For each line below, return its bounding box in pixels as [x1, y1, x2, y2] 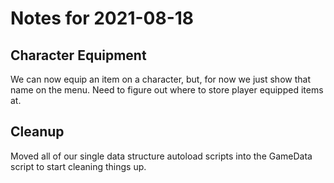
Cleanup [10, 123, 65, 141]
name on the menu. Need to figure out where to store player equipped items [10, 84, 324, 96]
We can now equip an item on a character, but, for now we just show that [10, 73, 311, 85]
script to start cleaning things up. [10, 160, 147, 172]
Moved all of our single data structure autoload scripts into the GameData [10, 150, 313, 162]
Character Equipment [10, 47, 147, 64]
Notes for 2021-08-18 [10, 7, 195, 30]
